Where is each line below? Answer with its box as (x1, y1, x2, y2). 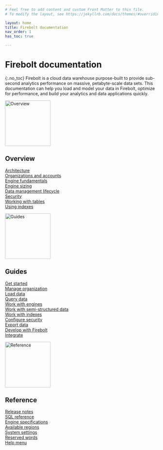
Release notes (5, 409, 33, 415)
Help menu (5, 440, 27, 446)
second (5, 80, 20, 86)
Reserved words (5, 434, 38, 440)
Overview (5, 155, 35, 163)
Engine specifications (5, 419, 49, 425)
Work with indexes (5, 312, 42, 317)
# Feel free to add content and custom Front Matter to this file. (5, 7, 145, 12)
